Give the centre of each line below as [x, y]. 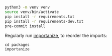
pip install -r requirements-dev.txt [44, 21]
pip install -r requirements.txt [40, 17]
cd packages [17, 45]
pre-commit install [25, 26]
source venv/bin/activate [32, 12]
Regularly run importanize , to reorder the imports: [56, 36]
